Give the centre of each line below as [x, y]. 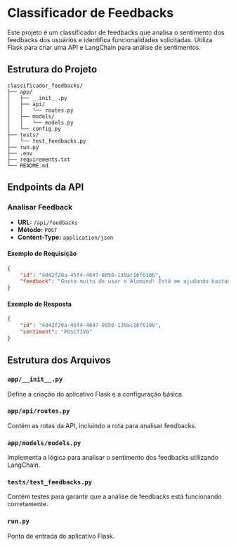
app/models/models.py [44, 443]
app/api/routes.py [39, 411]
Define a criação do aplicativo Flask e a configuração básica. [96, 394]
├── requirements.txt [39, 160]
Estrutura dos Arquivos [59, 360]
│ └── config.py [34, 129]
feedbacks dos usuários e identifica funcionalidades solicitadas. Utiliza [110, 39]
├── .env [20, 153]
